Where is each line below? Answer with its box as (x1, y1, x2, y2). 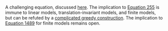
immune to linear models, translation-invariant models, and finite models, (5, 9, 156, 15)
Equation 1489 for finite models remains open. (5, 20, 100, 26)
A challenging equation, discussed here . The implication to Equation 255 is (5, 4, 159, 10)
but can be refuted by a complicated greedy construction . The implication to (5, 15, 163, 20)
